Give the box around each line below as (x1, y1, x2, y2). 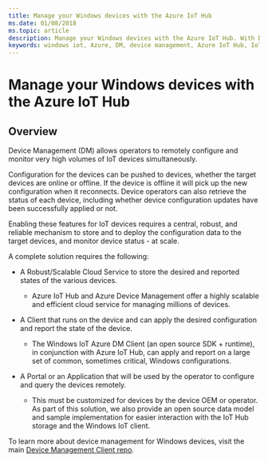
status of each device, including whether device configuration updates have (8, 195, 258, 205)
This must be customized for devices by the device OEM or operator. (31, 396, 258, 405)
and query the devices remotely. (19, 380, 127, 390)
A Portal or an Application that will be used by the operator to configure (19, 372, 255, 381)
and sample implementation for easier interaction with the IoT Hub (31, 412, 249, 422)
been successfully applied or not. (8, 204, 118, 213)
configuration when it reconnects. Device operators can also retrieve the (8, 187, 247, 197)
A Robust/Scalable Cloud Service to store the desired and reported (19, 267, 240, 277)
